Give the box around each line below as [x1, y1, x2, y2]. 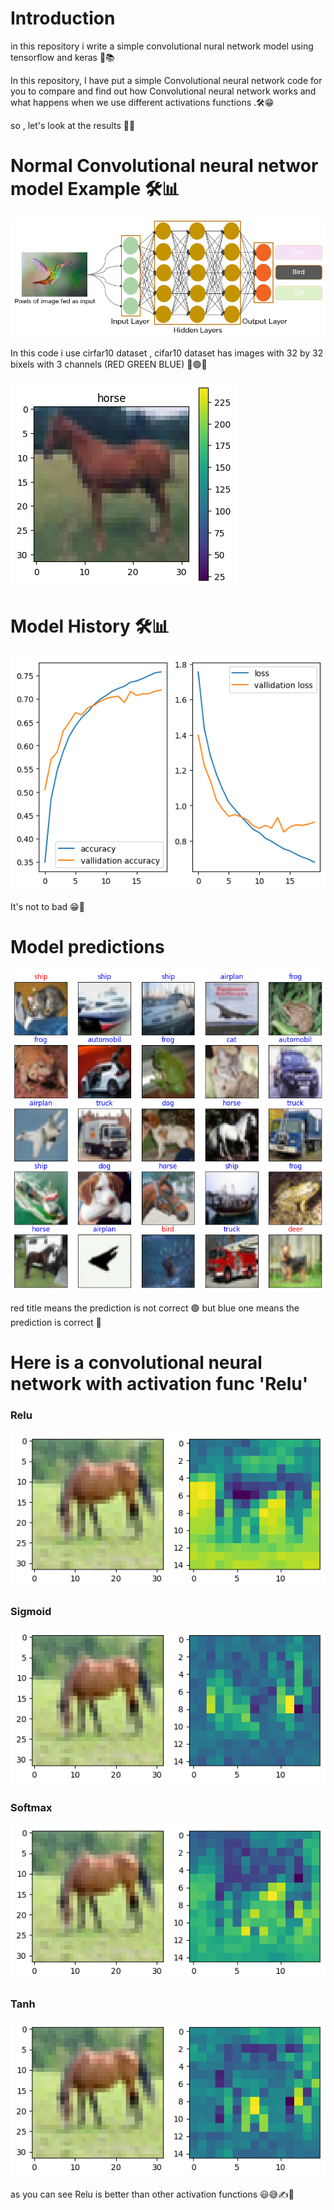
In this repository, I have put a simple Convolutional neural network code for [10, 74, 323, 86]
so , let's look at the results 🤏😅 [10, 119, 136, 131]
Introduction [10, 7, 116, 30]
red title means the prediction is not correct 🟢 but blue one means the [10, 1302, 300, 1314]
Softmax [10, 1800, 53, 1814]
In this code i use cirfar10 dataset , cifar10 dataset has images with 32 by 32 [10, 347, 324, 359]
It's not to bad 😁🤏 [10, 900, 85, 912]
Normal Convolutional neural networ [10, 155, 319, 177]
